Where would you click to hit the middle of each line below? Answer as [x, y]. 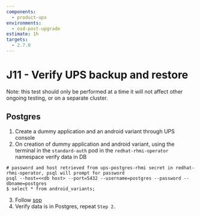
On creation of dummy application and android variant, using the [95, 144]
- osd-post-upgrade [36, 28]
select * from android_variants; [53, 189]
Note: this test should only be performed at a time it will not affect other [95, 91]
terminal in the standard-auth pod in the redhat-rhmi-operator [92, 150]
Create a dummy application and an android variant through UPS [95, 131]
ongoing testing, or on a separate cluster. [57, 98]
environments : [24, 23]
